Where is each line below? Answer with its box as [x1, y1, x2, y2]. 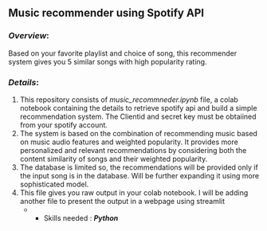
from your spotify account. [19, 119, 108, 130]
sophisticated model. [19, 179, 89, 189]
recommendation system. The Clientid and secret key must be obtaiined [19, 112, 257, 121]
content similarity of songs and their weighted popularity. [19, 154, 208, 163]
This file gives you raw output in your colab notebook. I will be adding [19, 187, 249, 198]
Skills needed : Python [43, 213, 119, 222]
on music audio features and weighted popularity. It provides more [19, 137, 239, 147]
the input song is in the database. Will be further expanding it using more [19, 170, 260, 180]
